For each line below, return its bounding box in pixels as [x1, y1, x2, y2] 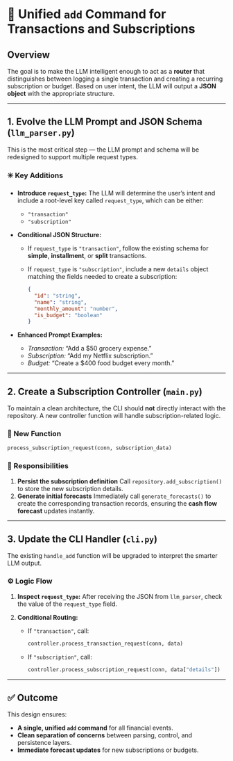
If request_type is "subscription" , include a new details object [27, 265, 209, 273]
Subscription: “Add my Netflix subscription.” [27, 351, 153, 360]
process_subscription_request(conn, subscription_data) [7, 444, 172, 451]
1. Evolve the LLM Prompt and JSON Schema [7, 116, 202, 128]
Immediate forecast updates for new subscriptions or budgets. [17, 746, 199, 754]
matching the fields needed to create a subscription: [27, 273, 178, 281]
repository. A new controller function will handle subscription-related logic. [7, 412, 221, 420]
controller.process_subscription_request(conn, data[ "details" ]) [27, 666, 221, 673]
